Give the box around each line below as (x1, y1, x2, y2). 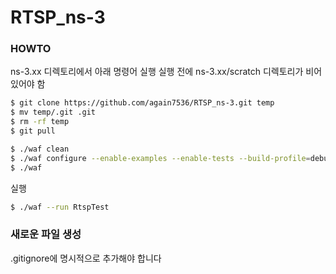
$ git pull (10, 126, 56, 136)
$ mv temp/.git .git (10, 107, 97, 118)
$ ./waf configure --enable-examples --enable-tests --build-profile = (10, 153, 311, 163)
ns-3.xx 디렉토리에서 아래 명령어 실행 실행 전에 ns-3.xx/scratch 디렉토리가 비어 (10, 66, 323, 78)
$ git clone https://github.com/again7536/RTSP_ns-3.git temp (10, 98, 275, 108)
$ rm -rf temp (10, 117, 70, 127)
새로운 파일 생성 (10, 227, 82, 241)
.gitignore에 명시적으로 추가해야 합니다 (10, 252, 162, 264)
